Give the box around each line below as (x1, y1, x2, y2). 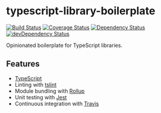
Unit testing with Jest (14, 93, 67, 101)
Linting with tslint (14, 81, 57, 88)
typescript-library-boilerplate (6, 4, 156, 18)
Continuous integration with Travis (14, 100, 99, 107)
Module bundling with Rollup (14, 87, 85, 95)
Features (6, 59, 40, 69)
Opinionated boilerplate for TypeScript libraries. (6, 42, 123, 49)
